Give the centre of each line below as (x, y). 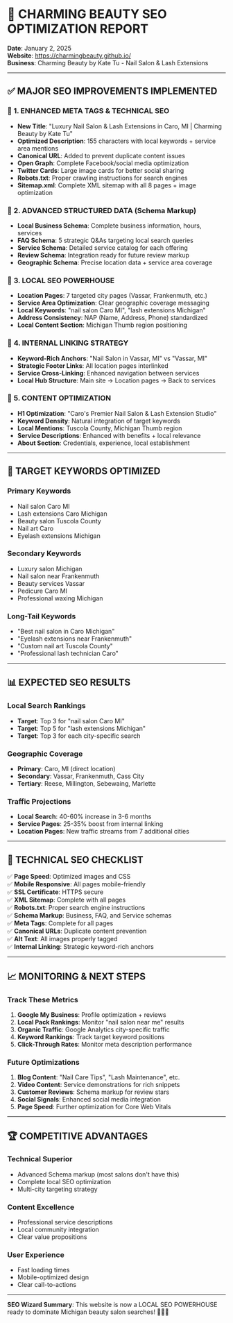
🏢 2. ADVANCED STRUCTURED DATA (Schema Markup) (102, 210)
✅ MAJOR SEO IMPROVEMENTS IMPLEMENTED (112, 91)
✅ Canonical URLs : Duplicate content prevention (77, 931)
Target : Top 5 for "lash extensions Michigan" (81, 728)
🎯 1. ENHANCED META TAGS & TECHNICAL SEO (88, 111)
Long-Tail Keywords (42, 616)
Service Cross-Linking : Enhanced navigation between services (108, 373)
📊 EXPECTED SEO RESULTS (69, 683)
